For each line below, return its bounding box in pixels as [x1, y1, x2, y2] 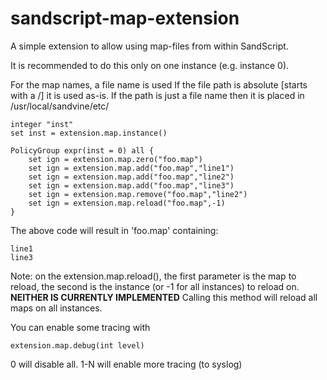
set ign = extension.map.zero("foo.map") [28, 154, 203, 164]
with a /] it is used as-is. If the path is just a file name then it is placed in [10, 89, 305, 101]
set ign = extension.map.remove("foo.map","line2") [28, 189, 248, 199]
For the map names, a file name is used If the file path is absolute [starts [10, 78, 308, 91]
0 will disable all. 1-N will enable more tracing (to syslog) [10, 358, 243, 370]
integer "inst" [10, 119, 74, 129]
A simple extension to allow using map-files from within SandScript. [10, 40, 289, 52]
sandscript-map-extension [10, 7, 240, 30]
